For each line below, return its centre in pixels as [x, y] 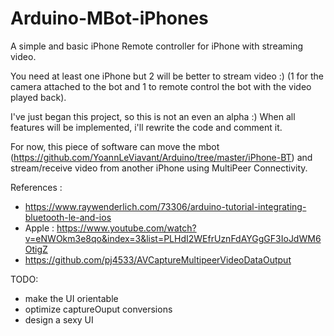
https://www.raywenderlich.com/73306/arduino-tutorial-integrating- [165, 206]
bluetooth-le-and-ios [68, 217]
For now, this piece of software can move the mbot [115, 146]
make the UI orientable [71, 298]
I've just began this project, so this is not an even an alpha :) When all [153, 116]
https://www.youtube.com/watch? [126, 228]
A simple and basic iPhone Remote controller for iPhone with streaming [157, 46]
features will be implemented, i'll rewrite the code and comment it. [146, 127]
